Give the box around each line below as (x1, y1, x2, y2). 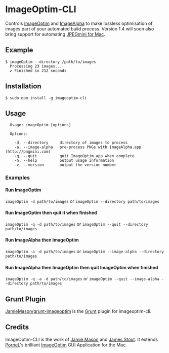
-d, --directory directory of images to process (14, 140, 128, 146)
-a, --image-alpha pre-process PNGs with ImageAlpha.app (14, 145, 142, 150)
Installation (5, 82, 41, 91)
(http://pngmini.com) (5, 149, 51, 154)
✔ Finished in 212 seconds (10, 68, 67, 73)
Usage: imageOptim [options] (10, 123, 71, 128)
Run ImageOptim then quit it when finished (5, 209, 97, 216)
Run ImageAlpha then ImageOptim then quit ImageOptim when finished (5, 264, 158, 270)
